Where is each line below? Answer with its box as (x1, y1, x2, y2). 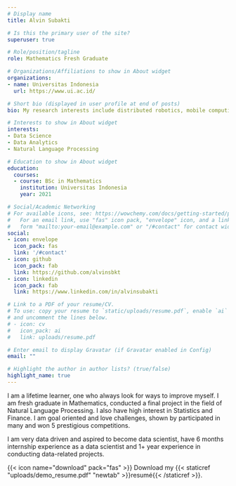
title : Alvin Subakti (7, 17, 71, 24)
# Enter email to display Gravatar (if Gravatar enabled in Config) (7, 346, 212, 353)
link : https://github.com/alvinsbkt (13, 268, 121, 276)
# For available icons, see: (7, 210, 93, 217)
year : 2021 (20, 191, 52, 198)
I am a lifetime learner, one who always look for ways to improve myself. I (7, 391, 219, 400)
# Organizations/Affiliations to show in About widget (7, 68, 171, 75)
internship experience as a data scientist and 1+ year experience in (7, 442, 201, 450)
